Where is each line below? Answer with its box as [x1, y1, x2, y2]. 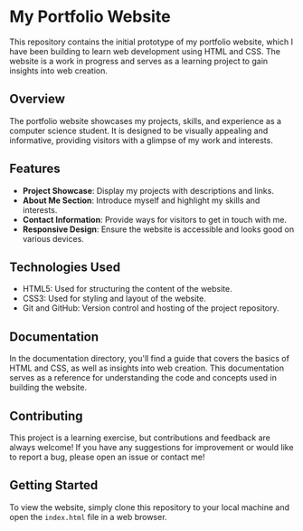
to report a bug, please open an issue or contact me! [9, 451, 205, 462]
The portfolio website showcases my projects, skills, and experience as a [9, 115, 282, 126]
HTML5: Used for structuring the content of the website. [22, 284, 232, 294]
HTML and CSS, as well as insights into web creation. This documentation [9, 362, 285, 373]
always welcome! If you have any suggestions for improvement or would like [9, 442, 294, 452]
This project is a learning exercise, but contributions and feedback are [9, 432, 271, 443]
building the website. [9, 382, 88, 393]
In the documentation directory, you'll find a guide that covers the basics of [9, 353, 289, 364]
